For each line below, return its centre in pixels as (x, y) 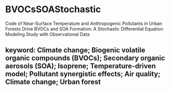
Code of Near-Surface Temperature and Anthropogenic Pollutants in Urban (84, 23)
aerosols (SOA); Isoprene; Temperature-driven (81, 66)
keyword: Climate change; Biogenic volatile (75, 50)
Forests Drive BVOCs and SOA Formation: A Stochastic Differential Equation (84, 28)
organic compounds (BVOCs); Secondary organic (85, 58)
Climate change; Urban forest (53, 82)
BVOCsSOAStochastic (53, 9)
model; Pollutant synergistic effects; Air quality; (83, 74)
